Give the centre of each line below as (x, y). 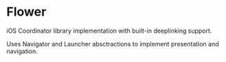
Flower (26, 12)
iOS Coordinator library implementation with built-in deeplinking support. (109, 31)
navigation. (22, 51)
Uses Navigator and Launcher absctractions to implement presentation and (113, 44)
